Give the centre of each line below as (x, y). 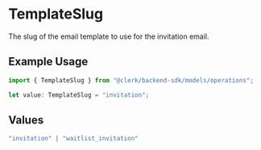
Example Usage (48, 62)
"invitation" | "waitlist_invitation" (73, 139)
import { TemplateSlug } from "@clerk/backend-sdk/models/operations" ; (131, 80)
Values (26, 120)
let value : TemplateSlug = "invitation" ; (79, 95)
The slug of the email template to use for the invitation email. (109, 36)
